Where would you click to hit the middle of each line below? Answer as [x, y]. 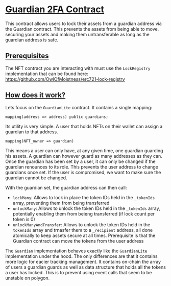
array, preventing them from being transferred [61, 203]
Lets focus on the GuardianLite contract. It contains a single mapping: [79, 107]
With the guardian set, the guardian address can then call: [66, 187]
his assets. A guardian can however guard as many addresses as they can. [84, 156]
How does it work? [35, 95]
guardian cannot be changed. [36, 178]
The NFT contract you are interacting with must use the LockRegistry [78, 68]
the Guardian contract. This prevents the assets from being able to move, [82, 29]
